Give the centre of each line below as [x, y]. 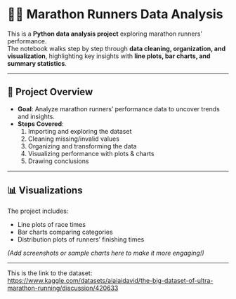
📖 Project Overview [50, 92]
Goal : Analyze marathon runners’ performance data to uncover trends [118, 109]
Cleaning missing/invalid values [73, 139]
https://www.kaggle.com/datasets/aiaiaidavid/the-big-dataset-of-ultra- [110, 280]
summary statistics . [37, 63]
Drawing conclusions [58, 161]
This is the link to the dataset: [50, 273]
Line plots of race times [52, 224]
